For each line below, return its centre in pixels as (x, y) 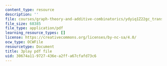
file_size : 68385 (23, 24)
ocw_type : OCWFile (24, 42)
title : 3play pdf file (29, 51)
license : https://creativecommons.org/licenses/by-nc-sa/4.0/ (71, 38)
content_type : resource (30, 10)
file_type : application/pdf (34, 28)
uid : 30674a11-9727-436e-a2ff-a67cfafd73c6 (51, 56)
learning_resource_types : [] (35, 33)
